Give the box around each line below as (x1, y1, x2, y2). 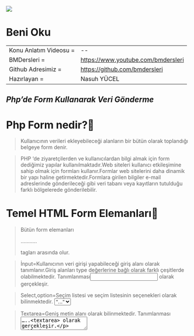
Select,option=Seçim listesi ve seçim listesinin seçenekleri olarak (20, 292, 177, 299)
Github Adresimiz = (9, 65, 62, 73)
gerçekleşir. (20, 280, 49, 287)
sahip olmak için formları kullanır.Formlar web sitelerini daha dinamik (20, 168, 185, 175)
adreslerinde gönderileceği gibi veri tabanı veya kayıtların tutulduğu (20, 180, 183, 187)
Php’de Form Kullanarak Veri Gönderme (6, 94, 154, 105)
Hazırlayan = (9, 74, 44, 83)
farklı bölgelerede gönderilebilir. (20, 186, 98, 194)
